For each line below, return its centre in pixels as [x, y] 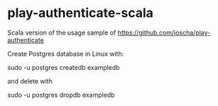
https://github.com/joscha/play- [164, 33]
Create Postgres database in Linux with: [66, 54]
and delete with [30, 81]
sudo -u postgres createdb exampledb [64, 67]
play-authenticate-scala [81, 13]
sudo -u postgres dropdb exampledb [61, 95]
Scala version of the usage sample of [62, 33]
